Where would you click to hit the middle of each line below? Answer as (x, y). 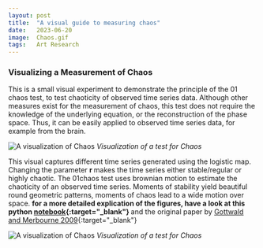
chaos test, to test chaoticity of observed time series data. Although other (128, 98)
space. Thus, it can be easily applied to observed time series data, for (122, 123)
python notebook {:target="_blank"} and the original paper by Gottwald (126, 212)
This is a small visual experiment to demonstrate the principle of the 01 (123, 89)
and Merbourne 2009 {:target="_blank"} (73, 220)
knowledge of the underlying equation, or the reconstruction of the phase (128, 114)
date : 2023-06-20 (40, 30)
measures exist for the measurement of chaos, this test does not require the (131, 106)
